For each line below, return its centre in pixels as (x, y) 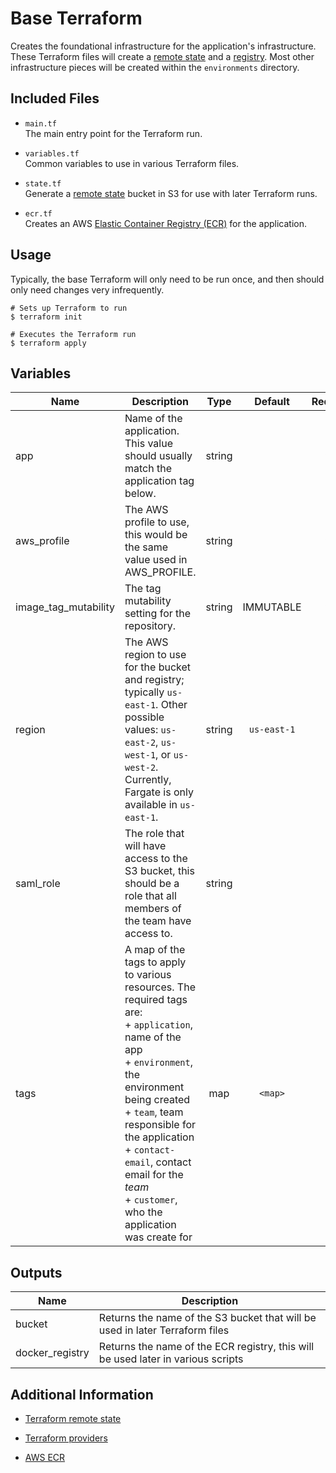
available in (151, 805)
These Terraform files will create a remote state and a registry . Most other (162, 56)
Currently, (148, 780)
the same (146, 547)
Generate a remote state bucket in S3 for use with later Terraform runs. (171, 193)
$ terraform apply (48, 343)
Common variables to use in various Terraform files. (132, 163)
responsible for (160, 1125)
